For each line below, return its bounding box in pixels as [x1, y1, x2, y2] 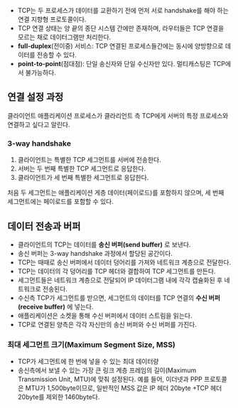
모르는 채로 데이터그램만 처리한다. [17, 33, 112, 41]
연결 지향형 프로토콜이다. [17, 15, 87, 23]
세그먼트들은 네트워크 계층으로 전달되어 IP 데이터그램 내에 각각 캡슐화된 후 [17, 276, 223, 284]
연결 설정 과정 [7, 91, 64, 103]
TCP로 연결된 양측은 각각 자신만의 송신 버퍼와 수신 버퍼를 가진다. [17, 320, 197, 328]
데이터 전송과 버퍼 [7, 220, 81, 232]
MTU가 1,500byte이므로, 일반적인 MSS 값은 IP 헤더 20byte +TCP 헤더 [25, 384, 222, 392]
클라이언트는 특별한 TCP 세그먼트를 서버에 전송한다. [17, 156, 161, 164]
